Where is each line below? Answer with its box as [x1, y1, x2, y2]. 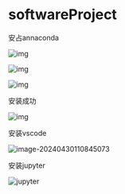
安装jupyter [8, 161, 45, 170]
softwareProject [8, 6, 118, 24]
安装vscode [8, 128, 47, 138]
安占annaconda [8, 33, 60, 42]
